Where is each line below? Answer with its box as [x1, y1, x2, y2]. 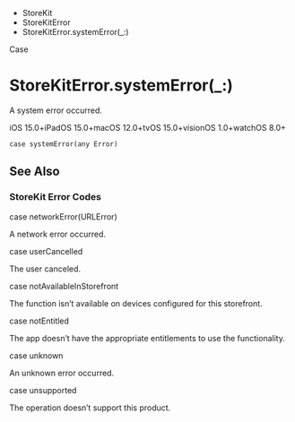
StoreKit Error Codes [9, 191, 101, 203]
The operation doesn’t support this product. [9, 402, 171, 413]
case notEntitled [9, 315, 70, 326]
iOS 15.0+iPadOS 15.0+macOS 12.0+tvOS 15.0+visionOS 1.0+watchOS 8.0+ [9, 122, 287, 133]
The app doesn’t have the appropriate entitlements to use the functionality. [9, 332, 285, 343]
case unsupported [9, 384, 77, 395]
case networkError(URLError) [9, 211, 118, 222]
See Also [9, 164, 60, 179]
